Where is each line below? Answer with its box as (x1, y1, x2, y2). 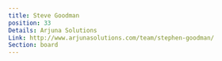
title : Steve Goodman (8, 11, 80, 20)
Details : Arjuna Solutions (8, 26, 98, 34)
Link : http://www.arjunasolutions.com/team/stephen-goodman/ (8, 33, 215, 42)
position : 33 (8, 19, 52, 27)
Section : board (8, 41, 59, 49)
